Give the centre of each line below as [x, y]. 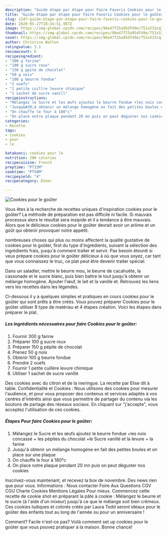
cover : [12, 38]
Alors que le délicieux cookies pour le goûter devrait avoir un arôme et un [80, 225]
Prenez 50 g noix [30, 353]
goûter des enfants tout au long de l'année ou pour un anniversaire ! [75, 512]
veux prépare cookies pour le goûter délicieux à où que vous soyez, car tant [83, 256]
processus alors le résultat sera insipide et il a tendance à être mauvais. [78, 220]
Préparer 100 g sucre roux [39, 342]
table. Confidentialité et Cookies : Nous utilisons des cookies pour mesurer [82, 388]
